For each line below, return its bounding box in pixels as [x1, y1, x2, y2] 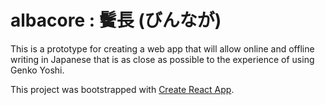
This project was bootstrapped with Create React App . [10, 83, 235, 95]
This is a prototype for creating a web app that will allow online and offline [10, 42, 315, 55]
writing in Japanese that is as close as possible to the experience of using [10, 53, 315, 65]
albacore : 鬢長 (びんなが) [10, 9, 222, 32]
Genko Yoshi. [10, 64, 65, 76]
